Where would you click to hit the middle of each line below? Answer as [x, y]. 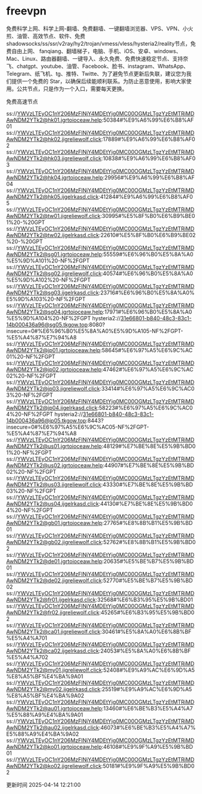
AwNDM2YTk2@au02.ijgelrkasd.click [53, 727]
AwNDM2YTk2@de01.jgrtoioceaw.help [54, 561]
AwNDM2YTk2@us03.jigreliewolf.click [54, 484]
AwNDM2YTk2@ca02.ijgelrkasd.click [53, 651]
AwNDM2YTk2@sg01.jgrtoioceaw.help [54, 254]
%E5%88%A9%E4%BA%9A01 [45, 715]
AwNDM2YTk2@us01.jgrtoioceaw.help [54, 446]
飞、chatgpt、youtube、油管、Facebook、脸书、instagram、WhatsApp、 [98, 66]
